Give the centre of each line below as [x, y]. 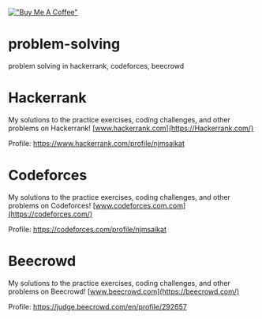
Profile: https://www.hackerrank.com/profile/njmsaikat [97, 143]
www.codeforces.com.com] [140, 205]
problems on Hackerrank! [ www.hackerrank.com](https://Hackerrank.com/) [131, 128]
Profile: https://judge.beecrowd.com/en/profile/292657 [97, 306]
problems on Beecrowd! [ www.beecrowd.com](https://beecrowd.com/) [124, 291]
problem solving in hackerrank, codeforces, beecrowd [96, 66]
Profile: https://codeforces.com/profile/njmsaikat [88, 229]
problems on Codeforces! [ [52, 205]
